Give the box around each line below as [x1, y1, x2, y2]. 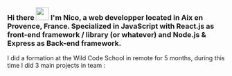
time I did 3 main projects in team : [7, 62, 106, 70]
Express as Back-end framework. [7, 38, 122, 48]
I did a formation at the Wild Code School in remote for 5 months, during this [7, 54, 225, 62]
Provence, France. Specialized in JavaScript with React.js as [7, 21, 215, 31]
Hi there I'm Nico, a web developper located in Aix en [7, 12, 203, 22]
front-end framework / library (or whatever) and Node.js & [7, 29, 206, 39]
